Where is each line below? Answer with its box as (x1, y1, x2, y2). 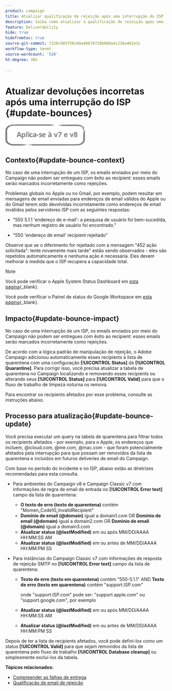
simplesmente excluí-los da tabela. (5, 654, 79, 660)
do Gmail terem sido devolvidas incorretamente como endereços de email (5, 201, 161, 208)
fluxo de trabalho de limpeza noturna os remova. (5, 381, 108, 388)
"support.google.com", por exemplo (20, 597, 96, 603)
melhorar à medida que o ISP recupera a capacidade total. (5, 259, 128, 265)
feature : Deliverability (5, 25, 58, 30)
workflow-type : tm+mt (5, 46, 52, 51)
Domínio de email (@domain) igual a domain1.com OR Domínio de (20, 512, 161, 519)
